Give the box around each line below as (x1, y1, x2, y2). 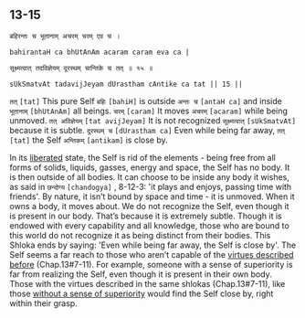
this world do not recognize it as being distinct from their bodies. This (9, 229, 271, 240)
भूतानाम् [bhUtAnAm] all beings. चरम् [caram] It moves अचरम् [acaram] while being (9, 105, 288, 116)
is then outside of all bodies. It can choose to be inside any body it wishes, (9, 171, 290, 182)
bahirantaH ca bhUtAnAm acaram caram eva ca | (9, 48, 190, 57)
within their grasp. (9, 297, 78, 309)
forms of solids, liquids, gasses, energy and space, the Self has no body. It (9, 162, 290, 173)
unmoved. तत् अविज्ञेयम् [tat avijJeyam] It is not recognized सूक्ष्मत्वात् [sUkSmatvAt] (9, 114, 297, 126)
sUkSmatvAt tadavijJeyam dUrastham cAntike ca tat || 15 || (9, 79, 244, 89)
